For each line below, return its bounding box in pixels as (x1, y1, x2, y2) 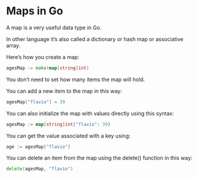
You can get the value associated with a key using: (6, 132, 131, 139)
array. (6, 42, 21, 49)
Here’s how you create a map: (6, 53, 79, 60)
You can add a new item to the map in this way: (6, 87, 122, 94)
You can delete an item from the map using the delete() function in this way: (6, 154, 193, 162)
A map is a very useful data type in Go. (6, 24, 102, 31)
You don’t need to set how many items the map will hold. (6, 76, 145, 83)
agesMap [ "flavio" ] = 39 (6, 99, 66, 105)
